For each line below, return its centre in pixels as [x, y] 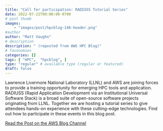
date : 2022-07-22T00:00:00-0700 [38, 14]
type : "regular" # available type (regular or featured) [64, 64]
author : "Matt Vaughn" [28, 37]
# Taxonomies [18, 50]
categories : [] [21, 55]
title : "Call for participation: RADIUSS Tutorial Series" [67, 10]
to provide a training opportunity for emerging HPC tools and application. [79, 88]
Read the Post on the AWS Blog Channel [46, 123]
